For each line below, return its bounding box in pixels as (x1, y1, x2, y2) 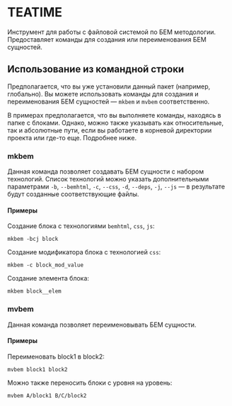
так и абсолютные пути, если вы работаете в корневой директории (7, 125, 212, 135)
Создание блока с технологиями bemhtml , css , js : (7, 222, 155, 230)
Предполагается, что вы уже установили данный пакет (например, (7, 82, 211, 91)
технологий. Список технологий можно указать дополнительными (7, 175, 209, 184)
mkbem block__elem (7, 288, 62, 295)
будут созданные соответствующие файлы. (7, 190, 139, 198)
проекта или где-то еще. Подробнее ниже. (7, 133, 137, 142)
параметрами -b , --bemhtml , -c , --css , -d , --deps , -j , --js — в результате (7, 182, 225, 191)
